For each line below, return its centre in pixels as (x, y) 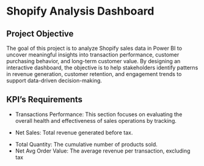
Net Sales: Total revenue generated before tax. (74, 133)
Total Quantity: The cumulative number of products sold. (86, 144)
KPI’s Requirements (45, 99)
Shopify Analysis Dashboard (80, 11)
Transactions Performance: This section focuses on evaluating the (99, 114)
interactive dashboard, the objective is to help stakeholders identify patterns (102, 67)
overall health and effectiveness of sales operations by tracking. (96, 120)
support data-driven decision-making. (54, 81)
